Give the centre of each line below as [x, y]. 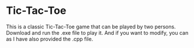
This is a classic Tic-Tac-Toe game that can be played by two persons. [91, 27]
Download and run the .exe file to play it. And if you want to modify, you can [97, 32]
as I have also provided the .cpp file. [50, 39]
